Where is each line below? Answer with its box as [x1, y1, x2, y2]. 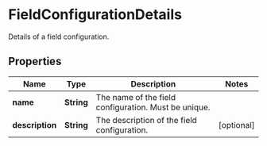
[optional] [218, 119, 255, 130]
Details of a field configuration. [8, 32, 110, 41]
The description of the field [95, 114, 197, 125]
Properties [8, 55, 62, 68]
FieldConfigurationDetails [8, 6, 183, 24]
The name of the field [95, 91, 176, 102]
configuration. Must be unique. [95, 102, 211, 113]
